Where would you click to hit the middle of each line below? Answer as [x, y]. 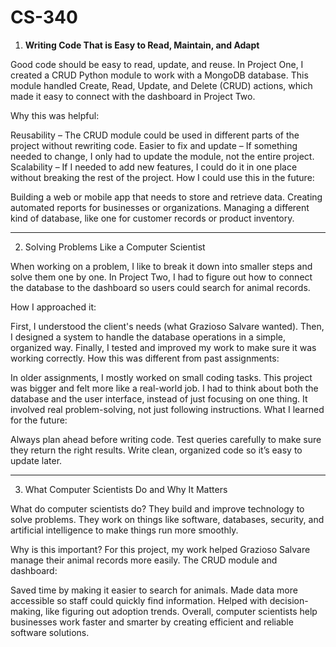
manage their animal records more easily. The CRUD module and [144, 560]
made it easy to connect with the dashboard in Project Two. [133, 96]
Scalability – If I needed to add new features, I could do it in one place [154, 167]
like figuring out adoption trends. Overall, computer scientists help [181, 611]
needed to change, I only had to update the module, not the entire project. [162, 156]
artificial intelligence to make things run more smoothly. [124, 530]
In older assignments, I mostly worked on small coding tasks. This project [161, 377]
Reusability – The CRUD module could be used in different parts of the [155, 135]
